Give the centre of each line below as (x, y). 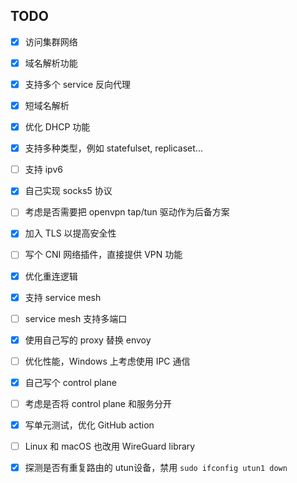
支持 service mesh (63, 297)
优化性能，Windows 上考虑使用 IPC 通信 (107, 361)
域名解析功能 (51, 63)
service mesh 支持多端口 (76, 318)
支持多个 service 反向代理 (78, 84)
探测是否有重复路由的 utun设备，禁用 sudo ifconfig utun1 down (156, 468)
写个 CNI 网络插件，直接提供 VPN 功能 (103, 255)
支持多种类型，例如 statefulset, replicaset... (113, 148)
